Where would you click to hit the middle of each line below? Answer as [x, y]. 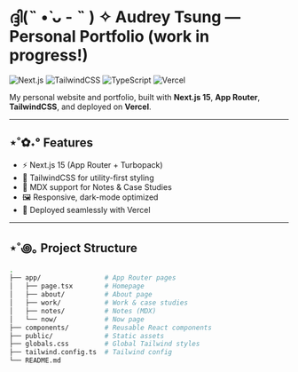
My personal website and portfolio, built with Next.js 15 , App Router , [135, 97]
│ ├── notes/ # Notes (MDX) [83, 311]
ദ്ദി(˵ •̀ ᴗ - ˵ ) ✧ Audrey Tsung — [125, 17]
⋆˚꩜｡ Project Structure [73, 248]
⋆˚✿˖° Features [51, 143]
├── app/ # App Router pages [93, 278]
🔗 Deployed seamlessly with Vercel [86, 210]
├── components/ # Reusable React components [111, 328]
